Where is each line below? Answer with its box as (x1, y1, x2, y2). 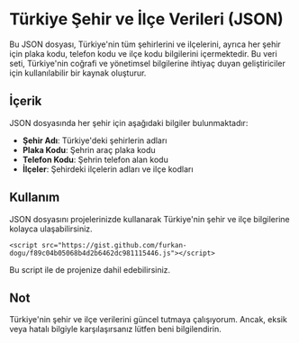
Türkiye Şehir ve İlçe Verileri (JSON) (9, 9, 284, 30)
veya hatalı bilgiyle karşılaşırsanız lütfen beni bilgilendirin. (9, 324, 222, 335)
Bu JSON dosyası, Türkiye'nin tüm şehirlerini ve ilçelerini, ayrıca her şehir (9, 39, 281, 50)
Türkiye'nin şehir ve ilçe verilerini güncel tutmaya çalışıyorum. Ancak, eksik (9, 314, 288, 325)
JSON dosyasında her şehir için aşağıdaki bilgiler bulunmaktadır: (9, 117, 249, 128)
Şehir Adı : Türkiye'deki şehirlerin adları (22, 135, 168, 146)
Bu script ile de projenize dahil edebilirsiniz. (9, 264, 171, 275)
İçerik (9, 94, 42, 109)
